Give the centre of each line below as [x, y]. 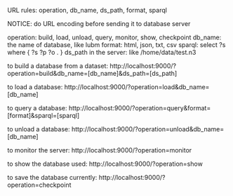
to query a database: [37, 108]
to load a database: [35, 87]
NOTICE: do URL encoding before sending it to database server [99, 24]
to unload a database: [39, 129]
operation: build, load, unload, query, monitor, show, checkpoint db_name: [114, 37]
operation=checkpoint [39, 185]
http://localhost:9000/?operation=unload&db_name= [148, 129]
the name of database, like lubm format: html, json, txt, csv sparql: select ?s [116, 45]
